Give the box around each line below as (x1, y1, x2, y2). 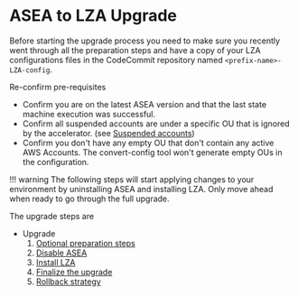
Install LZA (35, 256, 76, 267)
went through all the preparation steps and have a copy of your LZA (9, 44, 261, 55)
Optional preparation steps (35, 237, 135, 248)
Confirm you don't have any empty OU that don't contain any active (22, 137, 275, 148)
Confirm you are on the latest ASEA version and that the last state (22, 98, 267, 109)
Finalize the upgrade (35, 266, 113, 277)
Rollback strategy (35, 276, 101, 287)
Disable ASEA (35, 247, 88, 258)
